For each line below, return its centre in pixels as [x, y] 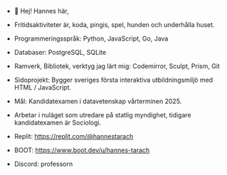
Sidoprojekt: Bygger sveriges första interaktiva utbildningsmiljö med [114, 80]
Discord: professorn [43, 164]
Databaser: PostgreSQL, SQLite [60, 52]
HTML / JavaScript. [42, 87]
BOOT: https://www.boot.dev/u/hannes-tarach [82, 150]
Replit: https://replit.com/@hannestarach [74, 136]
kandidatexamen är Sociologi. [58, 122]
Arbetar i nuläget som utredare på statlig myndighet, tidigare [103, 115]
